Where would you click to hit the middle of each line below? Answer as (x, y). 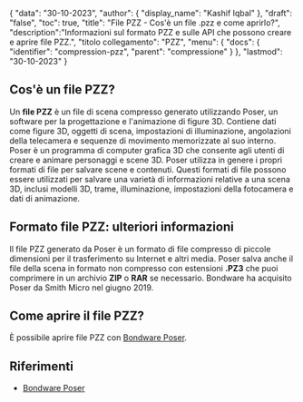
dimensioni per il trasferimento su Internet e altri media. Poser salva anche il (151, 259)
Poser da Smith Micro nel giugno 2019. (82, 287)
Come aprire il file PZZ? (77, 316)
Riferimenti (42, 366)
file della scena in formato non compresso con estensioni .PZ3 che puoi (144, 268)
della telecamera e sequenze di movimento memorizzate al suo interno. (143, 141)
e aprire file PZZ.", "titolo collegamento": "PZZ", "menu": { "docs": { (135, 42)
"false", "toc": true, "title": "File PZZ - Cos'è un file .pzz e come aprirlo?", (145, 23)
